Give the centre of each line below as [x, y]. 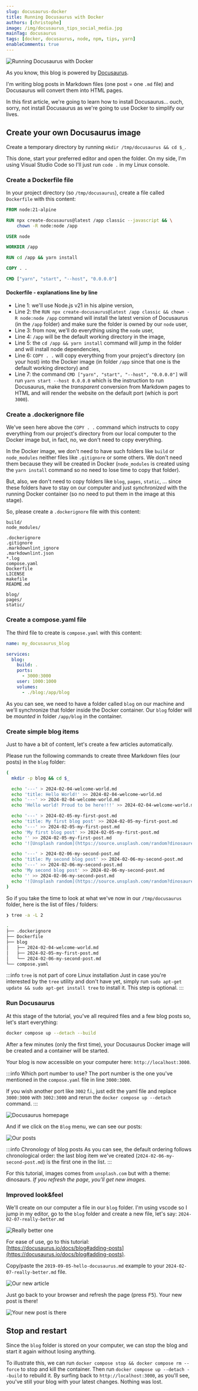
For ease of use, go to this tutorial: [48, 1241]
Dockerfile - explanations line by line [52, 292]
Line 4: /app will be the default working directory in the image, [90, 337]
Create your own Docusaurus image [74, 133]
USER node [18, 236]
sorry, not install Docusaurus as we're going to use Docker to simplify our [95, 108]
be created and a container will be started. [57, 1050]
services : [18, 654]
